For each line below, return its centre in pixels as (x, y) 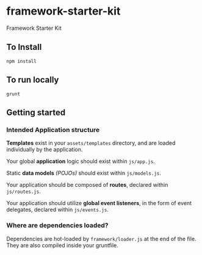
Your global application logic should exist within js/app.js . (81, 161)
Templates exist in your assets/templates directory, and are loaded (91, 143)
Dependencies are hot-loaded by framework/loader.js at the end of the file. (101, 239)
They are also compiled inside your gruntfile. (63, 245)
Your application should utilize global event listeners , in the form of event (99, 203)
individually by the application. (45, 150)
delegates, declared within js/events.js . (57, 210)
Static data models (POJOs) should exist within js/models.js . (84, 173)
